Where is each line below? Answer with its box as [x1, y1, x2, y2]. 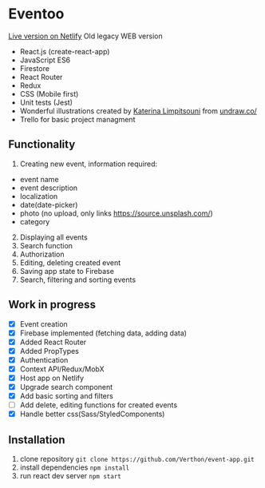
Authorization [19, 249, 65, 259]
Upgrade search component [19, 383, 113, 391]
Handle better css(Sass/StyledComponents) [19, 409, 165, 419]
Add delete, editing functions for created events [19, 400, 178, 410]
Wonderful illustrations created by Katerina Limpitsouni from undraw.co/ [19, 105, 257, 116]
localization [19, 191, 58, 200]
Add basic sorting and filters [19, 391, 113, 401]
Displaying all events [19, 232, 88, 242]
